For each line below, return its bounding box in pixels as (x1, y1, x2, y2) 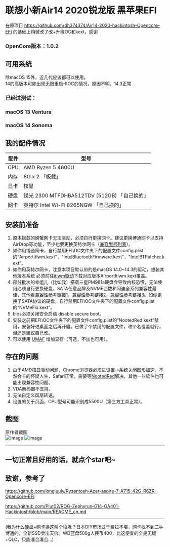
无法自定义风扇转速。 (12, 392, 57, 398)
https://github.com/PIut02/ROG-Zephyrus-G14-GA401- (5, 503, 120, 509)
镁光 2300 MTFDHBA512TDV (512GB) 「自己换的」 (23, 192, 149, 199)
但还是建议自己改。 (12, 330, 53, 336)
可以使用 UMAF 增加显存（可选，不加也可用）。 (12, 336, 110, 342)
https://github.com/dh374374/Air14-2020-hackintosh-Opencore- (24, 22, 160, 28)
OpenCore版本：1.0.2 (5, 43, 59, 50)
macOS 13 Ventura (5, 108, 52, 115)
